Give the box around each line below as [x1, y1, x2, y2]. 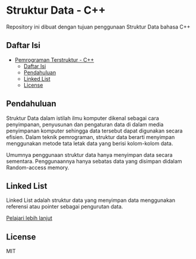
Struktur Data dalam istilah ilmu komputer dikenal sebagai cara [6, 114, 159, 122]
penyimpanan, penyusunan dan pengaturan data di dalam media [6, 121, 164, 128]
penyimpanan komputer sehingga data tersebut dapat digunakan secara [6, 127, 183, 134]
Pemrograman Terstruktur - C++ [14, 56, 94, 63]
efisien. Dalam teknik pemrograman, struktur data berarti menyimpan [6, 133, 175, 140]
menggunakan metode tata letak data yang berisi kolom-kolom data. [6, 140, 173, 147]
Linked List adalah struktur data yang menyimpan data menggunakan [6, 197, 175, 204]
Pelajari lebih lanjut [6, 214, 52, 222]
